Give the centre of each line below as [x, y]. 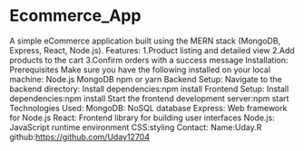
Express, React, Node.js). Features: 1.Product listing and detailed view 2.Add [152, 50]
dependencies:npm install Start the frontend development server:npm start [149, 98]
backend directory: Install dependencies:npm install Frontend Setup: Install [149, 89]
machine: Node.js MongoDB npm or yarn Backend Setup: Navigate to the [146, 79]
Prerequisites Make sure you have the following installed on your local [140, 70]
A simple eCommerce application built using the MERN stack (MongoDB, [145, 41]
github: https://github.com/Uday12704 [79, 137]
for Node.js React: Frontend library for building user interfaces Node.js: [142, 118]
